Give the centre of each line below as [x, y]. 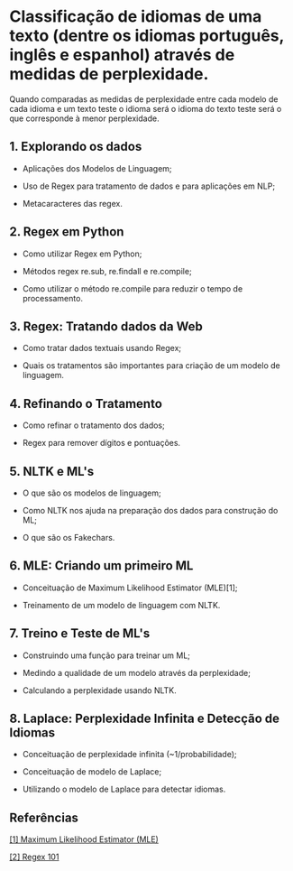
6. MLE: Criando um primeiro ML [101, 566]
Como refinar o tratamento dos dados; [93, 425]
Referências [44, 817]
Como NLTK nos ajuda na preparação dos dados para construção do [150, 510]
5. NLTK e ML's [52, 471]
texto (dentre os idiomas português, [147, 36]
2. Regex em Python [67, 232]
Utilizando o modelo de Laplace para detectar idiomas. [124, 789]
